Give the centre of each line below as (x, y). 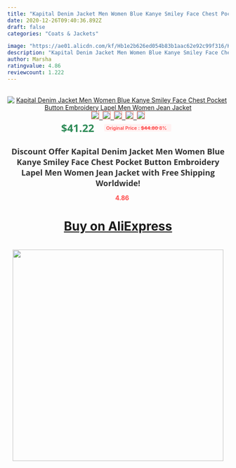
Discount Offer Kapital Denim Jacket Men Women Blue (118, 151)
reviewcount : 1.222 (36, 72)
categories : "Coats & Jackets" (53, 33)
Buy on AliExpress (118, 227)
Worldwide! (118, 183)
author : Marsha (29, 60)
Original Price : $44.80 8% (136, 128)
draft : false (26, 27)
